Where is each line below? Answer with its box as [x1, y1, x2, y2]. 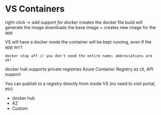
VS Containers [5, 3, 65, 14]
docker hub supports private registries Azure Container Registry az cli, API [5, 66, 154, 72]
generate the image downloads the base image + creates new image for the [5, 24, 156, 30]
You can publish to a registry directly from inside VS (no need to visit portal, [5, 81, 156, 86]
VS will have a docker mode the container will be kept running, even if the [5, 39, 152, 44]
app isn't [5, 44, 23, 50]
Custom [12, 105, 28, 111]
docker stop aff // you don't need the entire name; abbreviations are [5, 53, 152, 58]
